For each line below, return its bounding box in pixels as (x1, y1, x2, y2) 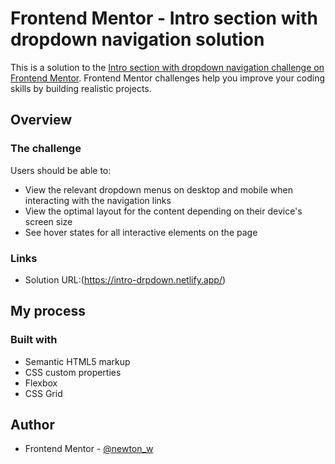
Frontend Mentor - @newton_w (24, 443, 154, 455)
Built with (10, 333, 58, 347)
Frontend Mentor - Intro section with (10, 7, 318, 30)
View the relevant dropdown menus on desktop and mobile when (24, 183, 293, 196)
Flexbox (24, 377, 58, 389)
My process (10, 303, 86, 320)
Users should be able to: (10, 164, 112, 176)
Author (10, 417, 55, 433)
